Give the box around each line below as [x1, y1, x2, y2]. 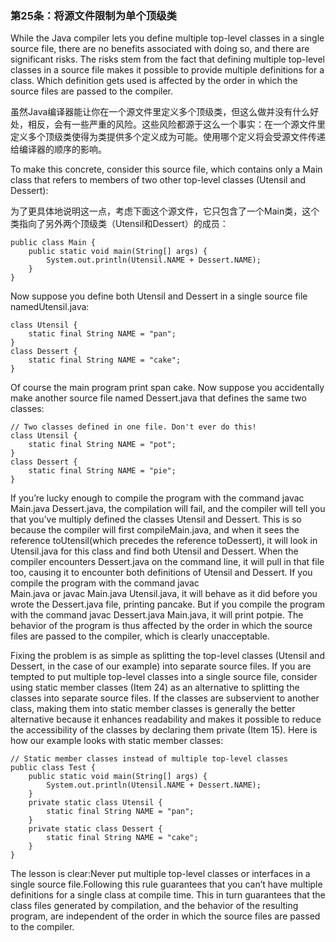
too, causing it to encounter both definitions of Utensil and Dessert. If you [10, 567, 313, 579]
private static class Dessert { [28, 824, 163, 834]
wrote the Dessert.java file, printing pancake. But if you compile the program [10, 598, 325, 611]
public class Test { [10, 763, 97, 773]
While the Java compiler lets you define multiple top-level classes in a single [10, 32, 325, 44]
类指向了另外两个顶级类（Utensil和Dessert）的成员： [10, 218, 229, 230]
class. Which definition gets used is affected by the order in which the [10, 75, 298, 87]
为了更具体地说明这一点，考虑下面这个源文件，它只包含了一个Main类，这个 [10, 205, 320, 217]
